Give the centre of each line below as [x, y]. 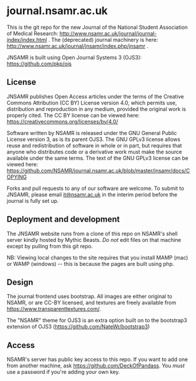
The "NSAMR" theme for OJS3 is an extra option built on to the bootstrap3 [97, 320]
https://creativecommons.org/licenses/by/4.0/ [62, 121]
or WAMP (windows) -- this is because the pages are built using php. [90, 264]
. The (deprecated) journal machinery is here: [103, 40]
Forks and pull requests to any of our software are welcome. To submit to [95, 188]
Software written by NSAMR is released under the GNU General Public [92, 133]
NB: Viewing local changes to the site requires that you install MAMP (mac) [97, 257]
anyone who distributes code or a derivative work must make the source [94, 152]
